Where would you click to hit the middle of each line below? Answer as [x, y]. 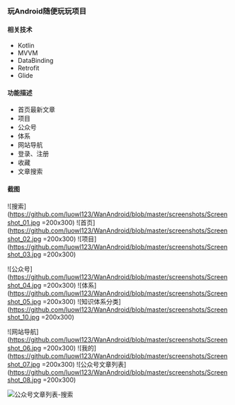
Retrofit [28, 68]
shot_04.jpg [24, 285]
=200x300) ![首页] [68, 222]
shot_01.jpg [24, 222]
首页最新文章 [36, 110]
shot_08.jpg [24, 380]
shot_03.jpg [24, 254]
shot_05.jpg [24, 301]
